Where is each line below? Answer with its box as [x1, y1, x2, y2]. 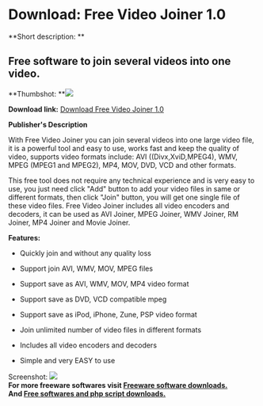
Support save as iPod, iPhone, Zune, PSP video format [19, 309, 198, 319]
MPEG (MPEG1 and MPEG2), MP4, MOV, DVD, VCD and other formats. [8, 160, 236, 169]
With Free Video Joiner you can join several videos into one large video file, [8, 135, 255, 144]
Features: [8, 233, 41, 242]
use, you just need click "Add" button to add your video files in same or [8, 184, 241, 193]
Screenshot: [8, 372, 48, 381]
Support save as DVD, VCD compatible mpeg [19, 294, 167, 304]
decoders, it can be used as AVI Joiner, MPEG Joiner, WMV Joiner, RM [8, 209, 239, 218]
